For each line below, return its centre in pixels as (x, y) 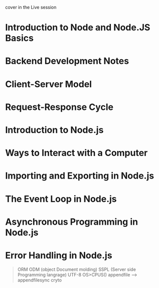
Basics (20, 38)
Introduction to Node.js (54, 130)
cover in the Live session (31, 7)
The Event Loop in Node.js (61, 199)
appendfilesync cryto (39, 280)
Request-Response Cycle (59, 107)
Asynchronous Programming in (72, 222)
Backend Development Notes (67, 61)
